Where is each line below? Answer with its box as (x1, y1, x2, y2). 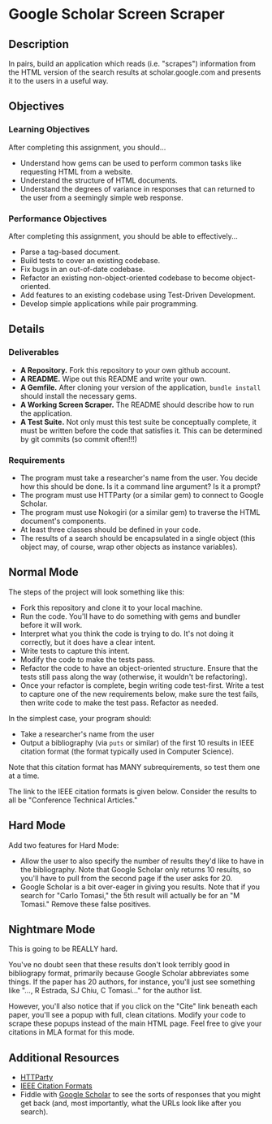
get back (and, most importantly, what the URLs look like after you (19, 1098, 242, 1109)
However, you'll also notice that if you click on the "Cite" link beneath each (8, 1001, 258, 1011)
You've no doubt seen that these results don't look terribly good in (8, 960, 230, 970)
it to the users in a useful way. (8, 76, 109, 85)
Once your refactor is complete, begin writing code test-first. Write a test (19, 680, 265, 690)
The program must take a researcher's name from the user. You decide (19, 473, 258, 482)
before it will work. (19, 620, 83, 629)
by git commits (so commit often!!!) (19, 434, 138, 443)
